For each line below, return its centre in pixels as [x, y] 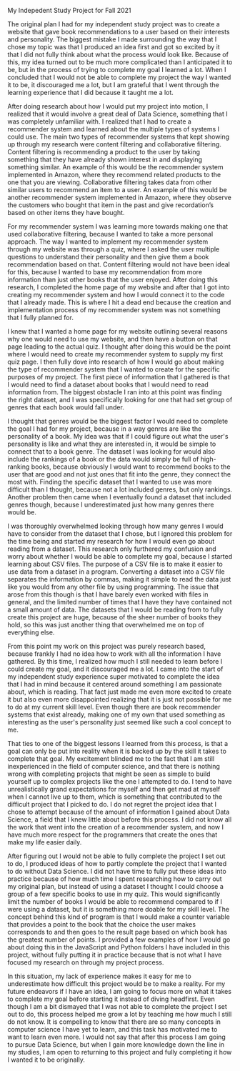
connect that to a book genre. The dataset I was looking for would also [111, 452]
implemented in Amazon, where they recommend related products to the [114, 175]
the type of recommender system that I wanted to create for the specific [114, 369]
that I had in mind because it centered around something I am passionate [115, 684]
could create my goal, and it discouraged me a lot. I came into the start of [115, 669]
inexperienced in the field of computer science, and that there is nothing [114, 766]
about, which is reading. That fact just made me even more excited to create [120, 692]
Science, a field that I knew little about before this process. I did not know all [120, 820]
